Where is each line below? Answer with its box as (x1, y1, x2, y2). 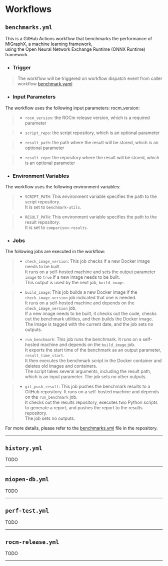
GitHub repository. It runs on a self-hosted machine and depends (24, 389, 159, 395)
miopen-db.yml (5, 476, 49, 483)
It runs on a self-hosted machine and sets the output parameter (24, 269, 156, 275)
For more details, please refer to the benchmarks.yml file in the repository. (5, 425, 158, 431)
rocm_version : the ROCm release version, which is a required (24, 115, 150, 121)
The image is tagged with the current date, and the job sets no (24, 321, 153, 327)
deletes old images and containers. (24, 363, 97, 369)
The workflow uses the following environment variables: (5, 183, 121, 189)
